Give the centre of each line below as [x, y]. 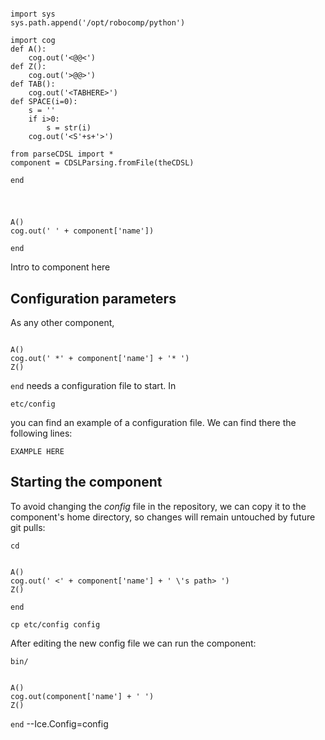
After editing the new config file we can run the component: [133, 643]
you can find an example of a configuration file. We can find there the [153, 422]
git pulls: [28, 527]
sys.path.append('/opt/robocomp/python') [98, 23]
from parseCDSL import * [62, 154]
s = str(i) [69, 128]
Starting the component [86, 482]
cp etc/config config [55, 624]
